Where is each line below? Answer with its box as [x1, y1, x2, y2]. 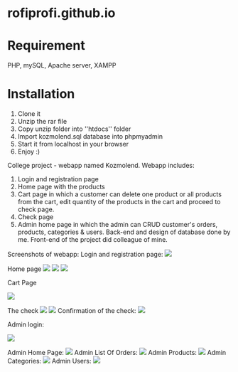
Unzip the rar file [17, 117, 67, 126]
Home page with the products [17, 183, 105, 191]
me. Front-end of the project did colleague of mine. [17, 235, 168, 244]
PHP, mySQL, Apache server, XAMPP [7, 61, 117, 70]
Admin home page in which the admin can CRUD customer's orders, [17, 220, 218, 229]
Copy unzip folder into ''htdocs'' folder [17, 124, 131, 133]
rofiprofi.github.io [7, 5, 116, 21]
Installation [7, 86, 75, 102]
